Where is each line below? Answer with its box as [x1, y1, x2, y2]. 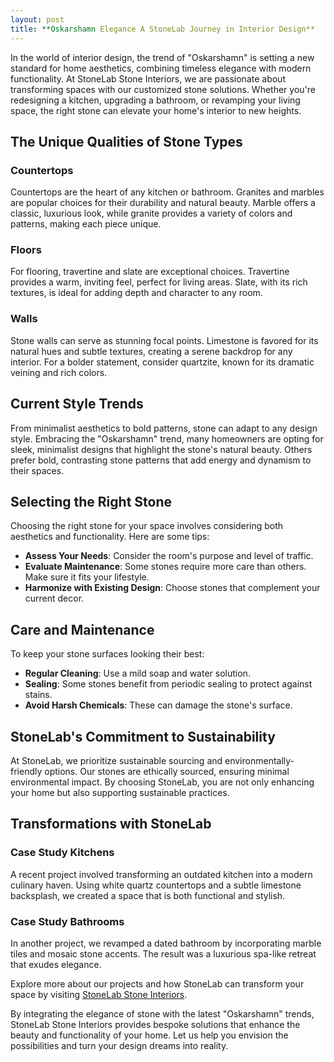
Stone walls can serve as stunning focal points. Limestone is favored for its [10, 334, 319, 346]
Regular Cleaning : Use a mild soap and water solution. [24, 667, 251, 680]
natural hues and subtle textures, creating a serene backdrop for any [10, 345, 293, 357]
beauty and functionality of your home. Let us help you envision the [10, 1029, 289, 1041]
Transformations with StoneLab [10, 816, 212, 833]
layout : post [10, 14, 65, 25]
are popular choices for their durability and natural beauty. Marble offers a [10, 197, 316, 209]
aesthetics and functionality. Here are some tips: [10, 531, 210, 543]
